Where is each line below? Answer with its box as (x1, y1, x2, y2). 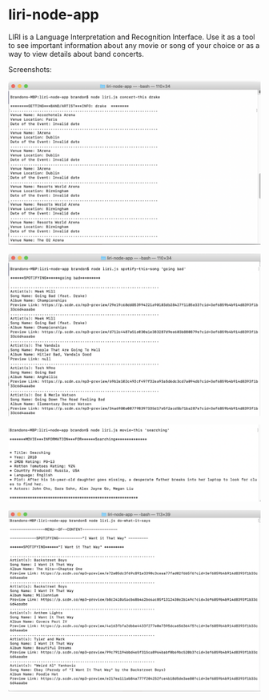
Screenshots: (8, 64, 52, 74)
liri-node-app (8, 6, 99, 24)
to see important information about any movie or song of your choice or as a (8, 40, 260, 50)
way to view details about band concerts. (8, 49, 144, 58)
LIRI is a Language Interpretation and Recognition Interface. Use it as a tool (8, 32, 255, 42)
